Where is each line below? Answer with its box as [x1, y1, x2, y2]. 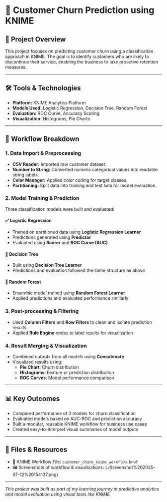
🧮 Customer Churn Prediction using [5, 4, 155, 16]
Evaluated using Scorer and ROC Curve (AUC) [12, 240, 108, 245]
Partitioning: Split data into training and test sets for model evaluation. [12, 182, 157, 188]
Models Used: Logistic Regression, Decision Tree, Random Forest [12, 105, 148, 111]
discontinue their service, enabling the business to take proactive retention [5, 59, 159, 64]
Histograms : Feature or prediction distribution [19, 370, 114, 375]
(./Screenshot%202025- [105, 464, 156, 470]
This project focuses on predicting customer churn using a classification [5, 48, 154, 54]
